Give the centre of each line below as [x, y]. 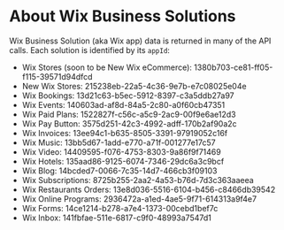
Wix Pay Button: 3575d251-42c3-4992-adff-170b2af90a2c [129, 123]
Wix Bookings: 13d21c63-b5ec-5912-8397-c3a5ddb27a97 [128, 96]
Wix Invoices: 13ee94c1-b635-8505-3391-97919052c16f [125, 133]
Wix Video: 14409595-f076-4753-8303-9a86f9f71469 [121, 151]
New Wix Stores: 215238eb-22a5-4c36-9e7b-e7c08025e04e [134, 86]
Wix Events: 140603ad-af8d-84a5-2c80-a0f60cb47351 [123, 104]
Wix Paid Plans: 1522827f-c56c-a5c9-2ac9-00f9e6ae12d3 [129, 114]
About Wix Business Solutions [123, 16]
